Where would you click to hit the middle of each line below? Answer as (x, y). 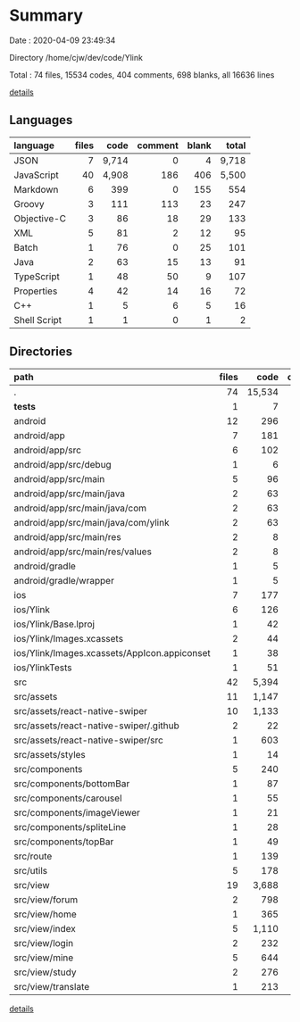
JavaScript (37, 175)
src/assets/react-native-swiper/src (88, 740)
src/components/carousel (68, 798)
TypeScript (37, 276)
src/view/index (45, 928)
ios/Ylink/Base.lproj (54, 624)
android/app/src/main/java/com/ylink (92, 522)
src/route (33, 856)
